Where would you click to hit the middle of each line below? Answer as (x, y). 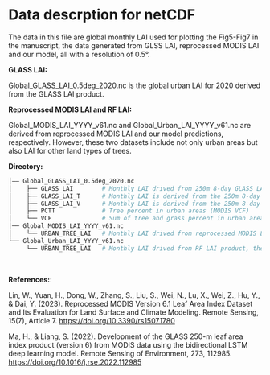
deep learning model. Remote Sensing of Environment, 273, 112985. (120, 353)
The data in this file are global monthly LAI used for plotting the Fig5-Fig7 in (133, 37)
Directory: (26, 166)
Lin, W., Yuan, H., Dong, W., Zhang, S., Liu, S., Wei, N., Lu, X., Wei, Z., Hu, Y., (134, 295)
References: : (30, 279)
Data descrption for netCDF (102, 15)
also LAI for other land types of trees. (70, 150)
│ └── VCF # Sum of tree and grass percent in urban (127, 219)
